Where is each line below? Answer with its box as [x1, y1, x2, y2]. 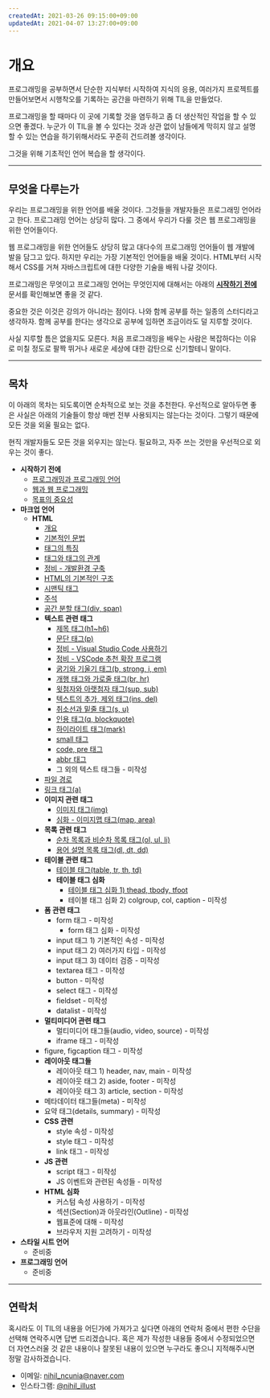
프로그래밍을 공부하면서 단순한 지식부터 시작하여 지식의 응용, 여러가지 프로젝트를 [8, 84, 260, 94]
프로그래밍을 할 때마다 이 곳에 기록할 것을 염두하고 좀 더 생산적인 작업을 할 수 [8, 112, 248, 121]
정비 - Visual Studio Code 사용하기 [55, 644, 168, 654]
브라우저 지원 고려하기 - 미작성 [55, 1227, 152, 1237]
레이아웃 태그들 [43, 1056, 92, 1066]
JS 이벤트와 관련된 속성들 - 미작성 [55, 1177, 162, 1186]
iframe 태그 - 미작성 [55, 1036, 119, 1046]
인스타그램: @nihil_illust [19, 1380, 96, 1390]
